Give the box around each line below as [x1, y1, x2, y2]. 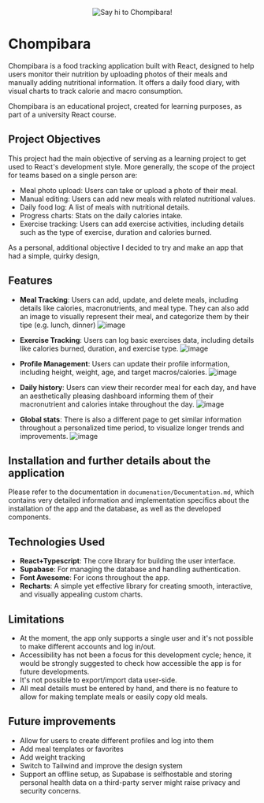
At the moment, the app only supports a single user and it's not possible [19, 634, 254, 642]
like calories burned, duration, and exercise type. [19, 344, 179, 353]
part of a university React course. [8, 110, 117, 119]
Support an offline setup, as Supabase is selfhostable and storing [19, 769, 232, 779]
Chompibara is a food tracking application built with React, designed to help [8, 61, 255, 70]
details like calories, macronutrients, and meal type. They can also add [19, 303, 250, 313]
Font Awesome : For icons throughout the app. [19, 573, 170, 582]
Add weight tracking [19, 753, 86, 762]
